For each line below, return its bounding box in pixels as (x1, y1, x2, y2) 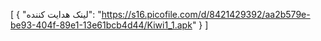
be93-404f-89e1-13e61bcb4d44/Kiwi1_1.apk (10, 19, 193, 31)
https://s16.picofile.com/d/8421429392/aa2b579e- (101, 9, 311, 20)
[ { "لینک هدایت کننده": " (10, 9, 102, 20)
